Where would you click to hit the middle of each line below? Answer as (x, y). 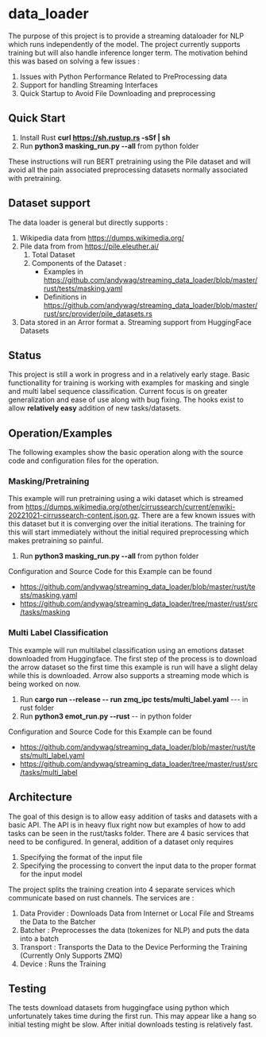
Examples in (63, 272)
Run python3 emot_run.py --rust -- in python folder (106, 716)
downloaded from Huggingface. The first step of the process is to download (133, 658)
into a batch (39, 939)
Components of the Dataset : (79, 263)
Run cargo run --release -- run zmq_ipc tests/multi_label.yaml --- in (134, 699)
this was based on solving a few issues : (74, 61)
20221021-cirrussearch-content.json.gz (73, 515)
